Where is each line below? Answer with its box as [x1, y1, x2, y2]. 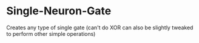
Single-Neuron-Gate [6, 4, 112, 18]
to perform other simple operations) [6, 30, 96, 37]
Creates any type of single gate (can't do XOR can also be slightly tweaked [6, 24, 194, 31]
